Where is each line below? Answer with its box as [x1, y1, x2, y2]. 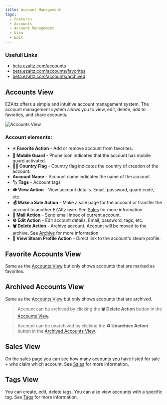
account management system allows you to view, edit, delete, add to [5, 106, 146, 112]
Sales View [5, 342, 41, 351]
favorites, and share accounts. [5, 112, 68, 118]
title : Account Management [5, 7, 61, 12]
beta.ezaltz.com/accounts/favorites [12, 68, 86, 74]
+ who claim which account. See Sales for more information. [5, 361, 130, 367]
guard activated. [12, 158, 46, 164]
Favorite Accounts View [5, 250, 81, 258]
